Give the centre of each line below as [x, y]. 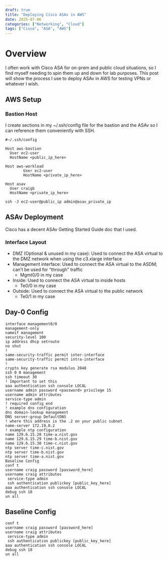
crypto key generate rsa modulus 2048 [46, 368]
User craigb [22, 188]
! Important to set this [31, 381]
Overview [26, 54]
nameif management [24, 333]
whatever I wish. [22, 84]
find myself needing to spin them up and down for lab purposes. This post [82, 73]
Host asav [16, 184]
